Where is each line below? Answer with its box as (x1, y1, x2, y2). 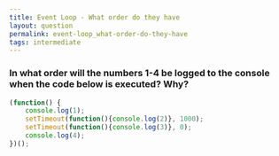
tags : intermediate (9, 37, 81, 47)
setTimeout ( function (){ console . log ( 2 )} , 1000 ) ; (25, 114, 204, 124)
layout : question (9, 21, 74, 30)
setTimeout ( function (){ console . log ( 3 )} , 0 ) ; (25, 123, 192, 132)
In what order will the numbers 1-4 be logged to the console (9, 67, 270, 80)
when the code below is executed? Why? (9, 78, 189, 90)
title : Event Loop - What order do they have (9, 12, 180, 22)
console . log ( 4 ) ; (25, 131, 86, 140)
